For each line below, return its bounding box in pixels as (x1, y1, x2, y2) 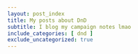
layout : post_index (7, 10, 65, 18)
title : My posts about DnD (7, 17, 87, 24)
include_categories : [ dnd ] (7, 29, 93, 37)
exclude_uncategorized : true (7, 36, 93, 43)
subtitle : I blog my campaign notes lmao (7, 23, 132, 30)
